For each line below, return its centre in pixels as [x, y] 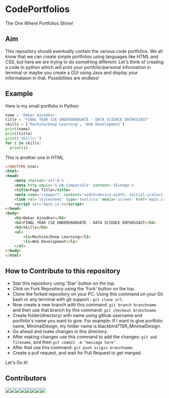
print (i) [19, 148]
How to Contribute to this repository [63, 271]
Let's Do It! [17, 362]
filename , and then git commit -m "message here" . [65, 342]
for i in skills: [23, 143]
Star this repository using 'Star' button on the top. [64, 283]
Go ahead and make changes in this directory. [60, 331]
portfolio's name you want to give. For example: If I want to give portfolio [88, 321]
